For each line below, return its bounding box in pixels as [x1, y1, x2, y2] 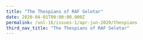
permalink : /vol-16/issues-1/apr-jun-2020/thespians [6, 19, 138, 25]
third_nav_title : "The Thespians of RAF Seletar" [6, 25, 130, 31]
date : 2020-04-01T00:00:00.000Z [6, 14, 85, 20]
